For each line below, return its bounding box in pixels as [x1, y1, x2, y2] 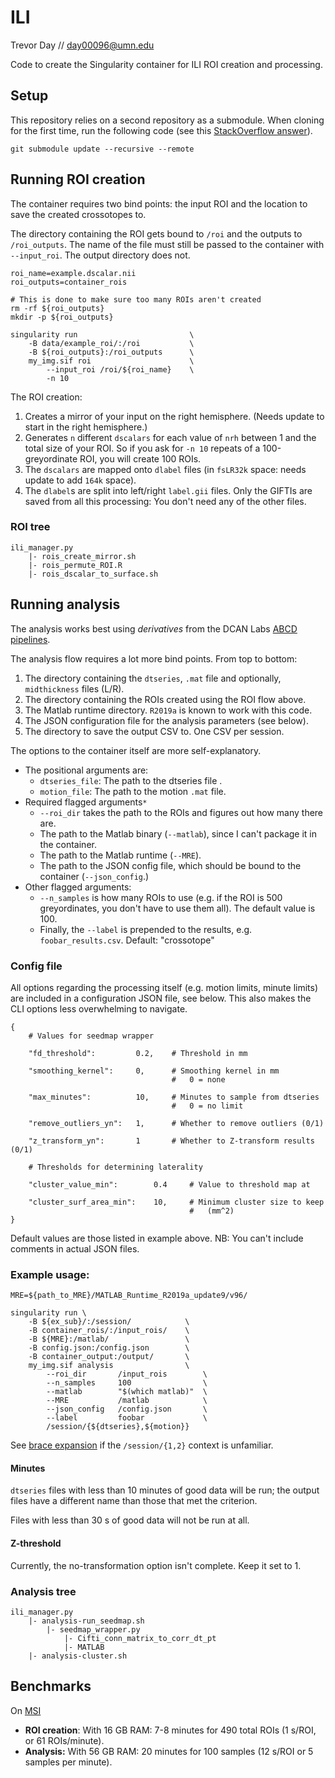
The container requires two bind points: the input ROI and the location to [10, 197, 308, 210]
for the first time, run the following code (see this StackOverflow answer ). [10, 124, 313, 136]
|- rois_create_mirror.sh [28, 551, 137, 561]
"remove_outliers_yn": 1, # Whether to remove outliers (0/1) [28, 1118, 325, 1128]
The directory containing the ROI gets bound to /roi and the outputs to [10, 227, 303, 240]
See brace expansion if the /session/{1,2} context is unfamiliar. [10, 1439, 274, 1451]
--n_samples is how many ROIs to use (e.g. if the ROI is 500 [39, 891, 283, 903]
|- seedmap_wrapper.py [46, 1624, 141, 1635]
